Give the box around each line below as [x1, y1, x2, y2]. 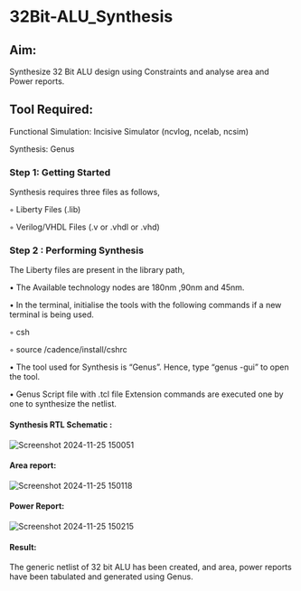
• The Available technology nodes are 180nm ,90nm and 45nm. [9, 282, 245, 293]
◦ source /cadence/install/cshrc [9, 344, 128, 355]
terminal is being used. [9, 309, 95, 320]
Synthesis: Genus [9, 143, 75, 155]
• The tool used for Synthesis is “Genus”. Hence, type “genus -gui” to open [9, 361, 289, 372]
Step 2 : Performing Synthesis [9, 244, 145, 257]
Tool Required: [9, 102, 93, 117]
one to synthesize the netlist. [9, 399, 118, 409]
